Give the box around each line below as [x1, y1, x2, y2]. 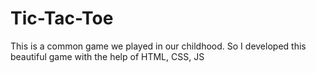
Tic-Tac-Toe [10, 7, 114, 30]
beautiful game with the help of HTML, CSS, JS [10, 50, 205, 62]
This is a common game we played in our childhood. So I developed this [10, 40, 307, 52]
